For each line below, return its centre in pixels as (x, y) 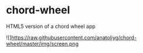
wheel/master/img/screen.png (42, 44)
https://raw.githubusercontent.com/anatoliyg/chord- (74, 37)
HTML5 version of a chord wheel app (51, 26)
